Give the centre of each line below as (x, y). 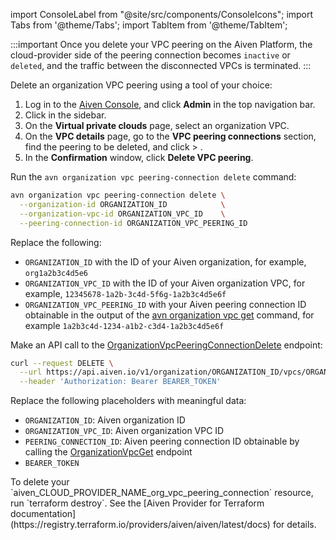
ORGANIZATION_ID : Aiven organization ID (105, 420)
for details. (294, 525)
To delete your (40, 482)
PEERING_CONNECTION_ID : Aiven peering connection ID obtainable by (162, 441)
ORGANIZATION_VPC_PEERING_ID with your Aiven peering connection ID (165, 304)
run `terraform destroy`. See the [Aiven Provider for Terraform (137, 503)
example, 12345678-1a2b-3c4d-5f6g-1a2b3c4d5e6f (125, 293)
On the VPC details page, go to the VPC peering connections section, (170, 136)
